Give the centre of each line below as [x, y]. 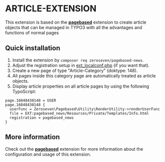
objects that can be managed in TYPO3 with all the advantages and [74, 27]
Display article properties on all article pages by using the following [81, 86]
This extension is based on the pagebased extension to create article [76, 22]
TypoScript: [24, 91]
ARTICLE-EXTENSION [51, 9]
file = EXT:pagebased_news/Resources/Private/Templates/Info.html [79, 113]
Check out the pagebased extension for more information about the [74, 149]
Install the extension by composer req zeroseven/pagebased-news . [78, 60]
